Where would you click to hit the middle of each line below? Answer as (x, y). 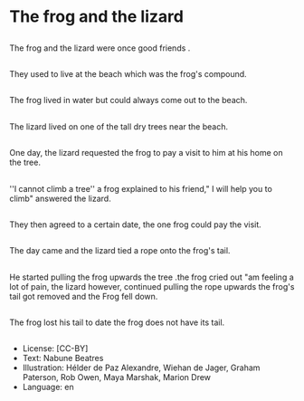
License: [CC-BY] (55, 348)
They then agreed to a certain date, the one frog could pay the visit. (136, 224)
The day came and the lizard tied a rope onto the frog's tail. (120, 251)
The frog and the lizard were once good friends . (100, 48)
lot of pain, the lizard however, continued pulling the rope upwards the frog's (152, 286)
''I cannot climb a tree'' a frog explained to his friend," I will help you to (141, 188)
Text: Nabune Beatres (63, 358)
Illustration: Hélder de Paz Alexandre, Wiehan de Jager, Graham (141, 368)
